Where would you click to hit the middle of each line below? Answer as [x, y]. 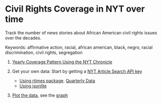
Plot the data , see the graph [40, 95]
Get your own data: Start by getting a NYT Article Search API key [77, 71]
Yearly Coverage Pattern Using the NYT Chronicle [62, 62]
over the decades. [23, 38]
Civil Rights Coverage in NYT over [75, 9]
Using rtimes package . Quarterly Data [57, 81]
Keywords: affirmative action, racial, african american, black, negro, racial [79, 47]
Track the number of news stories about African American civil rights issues [81, 33]
